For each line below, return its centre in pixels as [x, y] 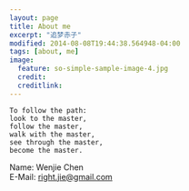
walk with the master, [52, 134]
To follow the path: [49, 110]
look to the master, [49, 118]
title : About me [40, 26]
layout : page [34, 18]
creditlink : [40, 85]
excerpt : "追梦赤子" [45, 35]
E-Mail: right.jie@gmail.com [61, 176]
